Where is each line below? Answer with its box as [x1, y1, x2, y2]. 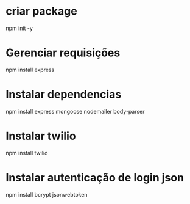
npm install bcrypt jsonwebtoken [5, 191, 88, 198]
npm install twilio [5, 149, 48, 156]
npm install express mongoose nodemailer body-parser [5, 107, 145, 115]
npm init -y [5, 24, 33, 32]
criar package [5, 4, 77, 18]
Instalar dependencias [5, 87, 122, 101]
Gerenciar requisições [5, 46, 121, 60]
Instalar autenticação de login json [5, 170, 184, 184]
